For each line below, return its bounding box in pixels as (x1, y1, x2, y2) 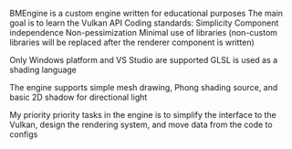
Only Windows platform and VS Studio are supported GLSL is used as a (9, 55, 278, 65)
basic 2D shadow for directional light (9, 91, 148, 102)
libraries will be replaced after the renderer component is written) (9, 37, 255, 48)
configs (9, 129, 38, 140)
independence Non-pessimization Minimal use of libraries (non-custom (9, 27, 278, 37)
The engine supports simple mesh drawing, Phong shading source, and (9, 82, 278, 92)
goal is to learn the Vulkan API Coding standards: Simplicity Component (9, 17, 279, 28)
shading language (9, 64, 78, 75)
